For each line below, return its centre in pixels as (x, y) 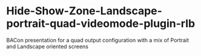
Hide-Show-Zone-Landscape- (84, 11)
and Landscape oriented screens (48, 46)
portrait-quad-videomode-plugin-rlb (101, 24)
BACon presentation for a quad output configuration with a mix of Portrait (98, 40)
